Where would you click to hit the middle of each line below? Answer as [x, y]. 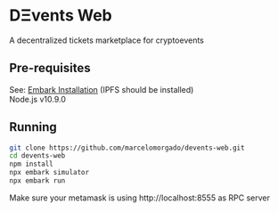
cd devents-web [37, 156]
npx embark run [37, 181]
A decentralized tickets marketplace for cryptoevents [107, 40]
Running [33, 127]
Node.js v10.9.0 [38, 99]
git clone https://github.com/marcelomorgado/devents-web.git [127, 148]
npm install [31, 164]
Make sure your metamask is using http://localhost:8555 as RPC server [139, 198]
